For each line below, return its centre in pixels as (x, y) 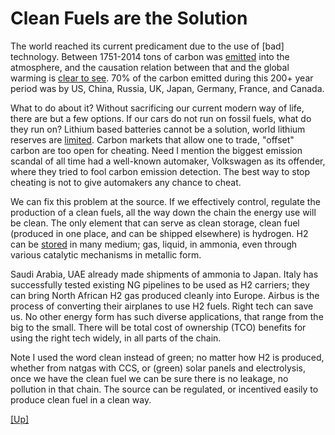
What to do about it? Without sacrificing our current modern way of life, (157, 108)
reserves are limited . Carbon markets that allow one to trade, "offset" (152, 139)
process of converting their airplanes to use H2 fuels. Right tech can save (162, 306)
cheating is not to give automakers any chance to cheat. (126, 182)
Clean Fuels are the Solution (129, 18)
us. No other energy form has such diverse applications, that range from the (167, 316)
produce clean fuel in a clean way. (81, 399)
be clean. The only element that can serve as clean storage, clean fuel (155, 223)
